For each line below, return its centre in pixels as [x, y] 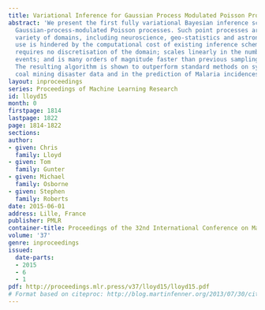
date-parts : [35, 257]
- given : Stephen [37, 191]
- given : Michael [37, 177]
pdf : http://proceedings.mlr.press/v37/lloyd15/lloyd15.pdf [109, 287]
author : [21, 140]
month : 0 [22, 103]
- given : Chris [33, 148]
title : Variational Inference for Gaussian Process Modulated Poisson [127, 15]
